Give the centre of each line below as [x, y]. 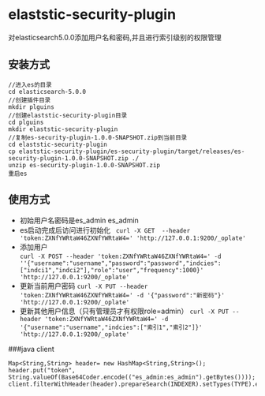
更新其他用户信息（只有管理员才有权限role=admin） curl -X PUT [124, 311]
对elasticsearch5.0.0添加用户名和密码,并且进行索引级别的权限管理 [115, 37]
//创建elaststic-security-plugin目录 [68, 115]
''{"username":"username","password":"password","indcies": [120, 263]
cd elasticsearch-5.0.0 [47, 92]
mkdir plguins [32, 107]
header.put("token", [42, 370]
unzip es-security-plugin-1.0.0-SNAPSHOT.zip [84, 165]
